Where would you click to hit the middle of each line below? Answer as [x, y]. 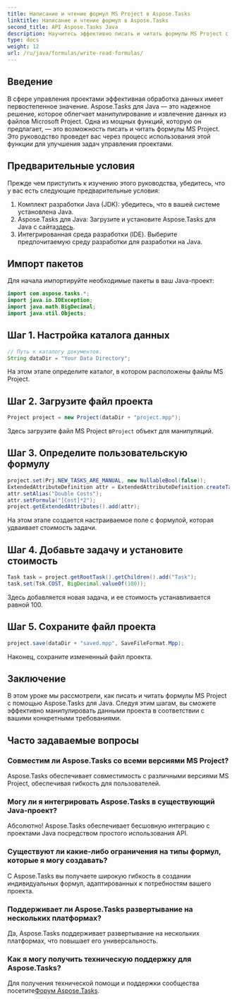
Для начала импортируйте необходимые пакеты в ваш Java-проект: [111, 281]
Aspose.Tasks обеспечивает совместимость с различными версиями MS [118, 776]
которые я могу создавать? [57, 860]
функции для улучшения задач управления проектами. [90, 144]
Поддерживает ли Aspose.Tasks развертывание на [100, 909]
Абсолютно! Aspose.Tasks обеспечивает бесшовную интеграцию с [109, 826]
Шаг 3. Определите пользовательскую [98, 453]
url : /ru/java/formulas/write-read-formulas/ [75, 54]
